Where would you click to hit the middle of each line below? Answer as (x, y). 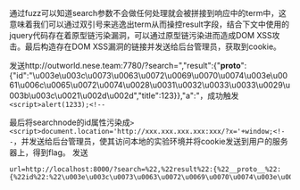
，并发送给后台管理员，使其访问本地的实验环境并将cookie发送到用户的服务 (150, 141)
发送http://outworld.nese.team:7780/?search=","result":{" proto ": (128, 66)
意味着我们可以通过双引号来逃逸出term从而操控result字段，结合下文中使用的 (150, 24)
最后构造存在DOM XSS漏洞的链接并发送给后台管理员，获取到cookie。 (153, 46)
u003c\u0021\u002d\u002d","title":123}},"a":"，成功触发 (135, 95)
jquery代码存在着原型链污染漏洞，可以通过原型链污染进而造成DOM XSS (141, 35)
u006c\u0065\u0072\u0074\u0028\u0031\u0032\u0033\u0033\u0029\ (153, 85)
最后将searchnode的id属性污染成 (70, 122)
